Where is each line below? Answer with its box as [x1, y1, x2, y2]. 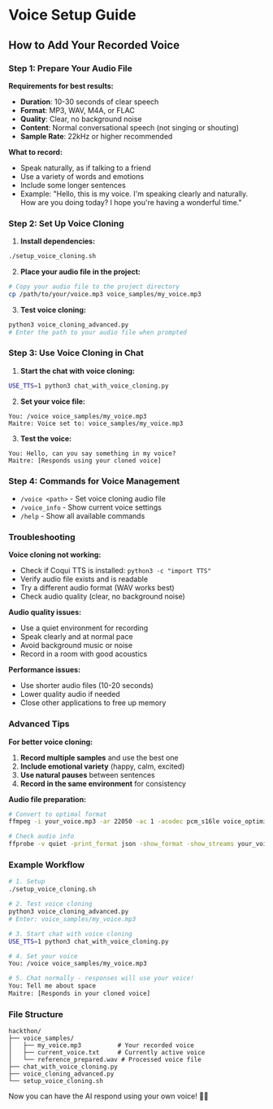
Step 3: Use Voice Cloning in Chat [8, 348, 144, 359]
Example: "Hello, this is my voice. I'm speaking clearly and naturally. [19, 189, 249, 199]
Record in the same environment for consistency [19, 778, 187, 788]
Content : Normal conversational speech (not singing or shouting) [19, 122, 240, 132]
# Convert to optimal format [8, 810, 107, 818]
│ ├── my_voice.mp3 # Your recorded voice [8, 1041, 195, 1050]
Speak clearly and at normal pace [19, 632, 133, 642]
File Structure [8, 1008, 63, 1019]
